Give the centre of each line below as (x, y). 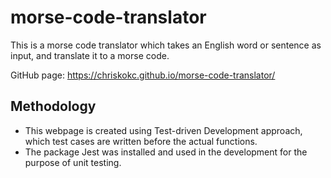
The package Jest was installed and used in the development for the (166, 152)
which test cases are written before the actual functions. (141, 141)
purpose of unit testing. (73, 162)
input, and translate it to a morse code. (90, 55)
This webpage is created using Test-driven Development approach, (163, 130)
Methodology (53, 106)
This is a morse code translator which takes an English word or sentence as (166, 45)
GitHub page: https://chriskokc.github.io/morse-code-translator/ (143, 75)
